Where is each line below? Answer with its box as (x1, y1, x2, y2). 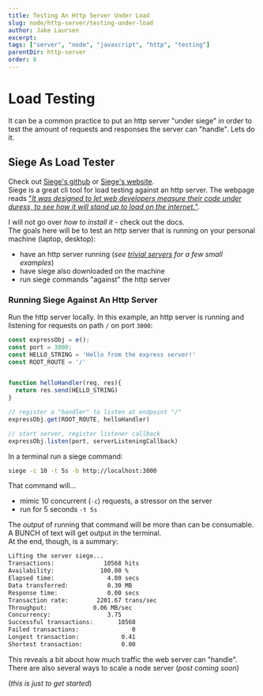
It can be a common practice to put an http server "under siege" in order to (8, 115, 253, 125)
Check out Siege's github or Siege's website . (8, 176, 155, 186)
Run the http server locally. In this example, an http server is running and (8, 312, 245, 321)
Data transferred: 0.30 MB (8, 581, 133, 589)
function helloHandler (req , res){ (8, 379, 122, 388)
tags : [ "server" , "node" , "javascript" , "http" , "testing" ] (8, 41, 211, 49)
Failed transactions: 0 (8, 626, 136, 634)
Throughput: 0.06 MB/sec (8, 603, 133, 611)
